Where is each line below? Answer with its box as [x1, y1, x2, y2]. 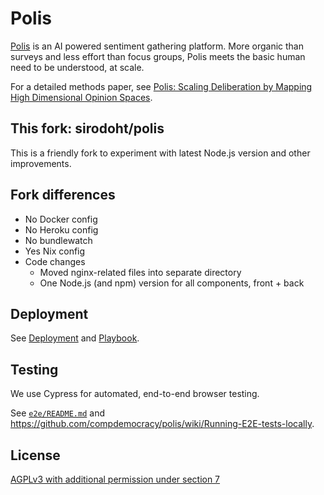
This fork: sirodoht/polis [10, 120, 165, 137]
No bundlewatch [24, 234, 93, 246]
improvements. [10, 157, 72, 169]
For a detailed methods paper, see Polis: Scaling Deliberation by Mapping [10, 80, 313, 92]
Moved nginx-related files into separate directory [39, 266, 242, 278]
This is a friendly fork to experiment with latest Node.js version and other [10, 147, 311, 159]
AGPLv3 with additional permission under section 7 [10, 473, 221, 485]
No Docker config [24, 213, 98, 225]
